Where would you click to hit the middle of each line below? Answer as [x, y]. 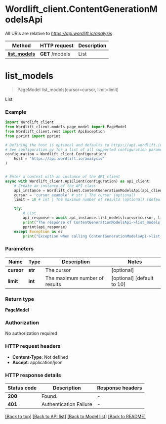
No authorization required [31, 333]
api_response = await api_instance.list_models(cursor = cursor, [89, 218]
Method [21, 46]
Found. [49, 396]
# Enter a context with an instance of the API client [63, 177]
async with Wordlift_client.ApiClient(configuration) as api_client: [78, 181]
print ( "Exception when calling [55, 236]
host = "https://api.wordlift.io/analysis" [60, 159]
